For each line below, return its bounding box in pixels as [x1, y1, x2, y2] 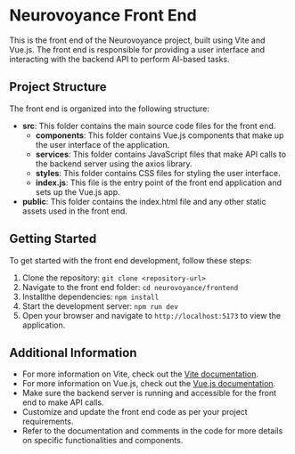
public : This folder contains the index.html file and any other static [21, 196, 266, 207]
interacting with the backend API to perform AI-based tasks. [9, 53, 230, 64]
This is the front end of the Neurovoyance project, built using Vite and [9, 35, 266, 45]
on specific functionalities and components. [21, 435, 184, 446]
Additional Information [9, 345, 137, 361]
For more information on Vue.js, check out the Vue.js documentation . [21, 378, 276, 389]
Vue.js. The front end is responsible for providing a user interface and [9, 44, 266, 54]
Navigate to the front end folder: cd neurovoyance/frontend [21, 281, 239, 292]
